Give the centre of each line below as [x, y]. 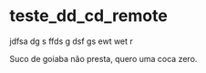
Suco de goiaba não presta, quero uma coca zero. [103, 58]
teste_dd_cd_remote [89, 16]
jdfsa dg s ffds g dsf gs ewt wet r [72, 41]
